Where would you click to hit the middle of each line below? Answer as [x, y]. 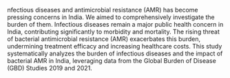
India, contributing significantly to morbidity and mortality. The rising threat [114, 31]
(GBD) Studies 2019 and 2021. [50, 68]
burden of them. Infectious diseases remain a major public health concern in [115, 24]
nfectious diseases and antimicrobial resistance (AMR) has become [103, 10]
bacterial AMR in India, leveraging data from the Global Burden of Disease [112, 61]
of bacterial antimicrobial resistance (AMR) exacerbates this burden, [104, 39]
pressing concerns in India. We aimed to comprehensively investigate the [111, 17]
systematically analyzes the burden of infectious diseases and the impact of [115, 53]
